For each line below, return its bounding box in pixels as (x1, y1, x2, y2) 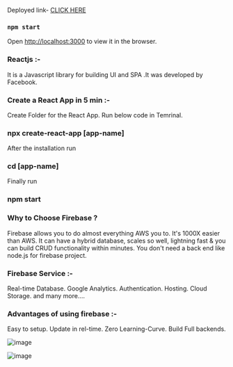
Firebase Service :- (7, 268, 73, 278)
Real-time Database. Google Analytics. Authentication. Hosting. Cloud (7, 284, 207, 293)
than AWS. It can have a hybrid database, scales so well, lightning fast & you (7, 236, 226, 245)
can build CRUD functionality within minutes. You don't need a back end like (7, 243, 225, 252)
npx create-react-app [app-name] (7, 128, 124, 138)
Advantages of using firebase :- (7, 309, 117, 318)
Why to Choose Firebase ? (7, 213, 98, 223)
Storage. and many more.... (7, 292, 86, 300)
